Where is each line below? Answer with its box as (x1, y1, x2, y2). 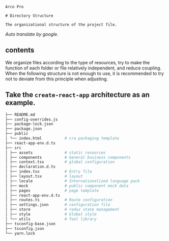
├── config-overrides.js (5, 117, 58, 122)
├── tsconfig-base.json (5, 221, 56, 226)
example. (5, 99, 36, 107)
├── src (5, 145, 22, 150)
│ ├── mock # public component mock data (5, 183, 129, 188)
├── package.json (5, 126, 42, 132)
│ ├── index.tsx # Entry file (5, 169, 93, 174)
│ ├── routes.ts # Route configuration (5, 198, 113, 203)
